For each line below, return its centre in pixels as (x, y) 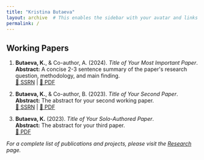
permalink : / (23, 23)
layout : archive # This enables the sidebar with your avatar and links (102, 18)
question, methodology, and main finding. (67, 76)
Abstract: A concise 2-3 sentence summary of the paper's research (101, 69)
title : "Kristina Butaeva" (41, 12)
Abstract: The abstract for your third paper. (70, 125)
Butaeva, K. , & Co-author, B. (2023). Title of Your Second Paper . (97, 94)
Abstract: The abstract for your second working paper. (85, 101)
